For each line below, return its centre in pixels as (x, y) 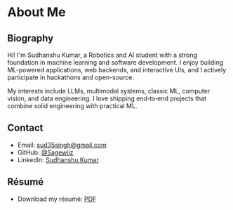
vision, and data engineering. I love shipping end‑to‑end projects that (107, 98)
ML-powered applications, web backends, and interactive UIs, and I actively (117, 70)
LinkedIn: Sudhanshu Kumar (58, 159)
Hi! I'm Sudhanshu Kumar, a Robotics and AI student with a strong (102, 55)
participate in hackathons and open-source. (71, 77)
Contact (25, 128)
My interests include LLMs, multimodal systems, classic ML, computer (109, 91)
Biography (31, 38)
